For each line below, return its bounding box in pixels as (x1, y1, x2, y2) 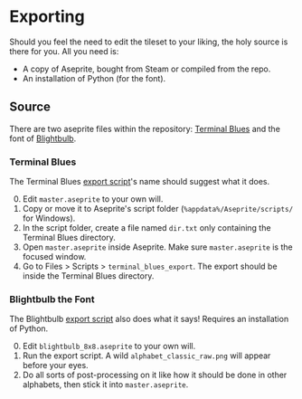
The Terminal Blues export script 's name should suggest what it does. (9, 176, 270, 187)
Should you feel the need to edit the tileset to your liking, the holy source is (9, 36, 288, 47)
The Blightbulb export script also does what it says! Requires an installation (9, 314, 289, 325)
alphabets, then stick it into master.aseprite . (22, 379, 189, 390)
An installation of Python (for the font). (22, 72, 166, 83)
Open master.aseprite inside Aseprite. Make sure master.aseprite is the (22, 242, 293, 252)
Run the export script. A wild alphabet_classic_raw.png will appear (22, 350, 271, 361)
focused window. (22, 252, 87, 262)
